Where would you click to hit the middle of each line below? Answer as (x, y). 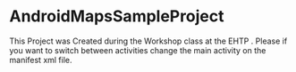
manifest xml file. (41, 60)
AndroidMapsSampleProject (117, 16)
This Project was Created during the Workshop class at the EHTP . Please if (148, 41)
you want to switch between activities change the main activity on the (138, 50)
